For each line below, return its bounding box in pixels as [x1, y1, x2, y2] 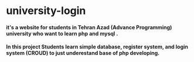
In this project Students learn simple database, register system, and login [6, 43, 189, 50]
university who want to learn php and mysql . [6, 30, 118, 37]
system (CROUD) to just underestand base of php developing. [6, 50, 160, 57]
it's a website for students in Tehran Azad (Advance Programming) [6, 23, 172, 30]
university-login [6, 4, 86, 18]
